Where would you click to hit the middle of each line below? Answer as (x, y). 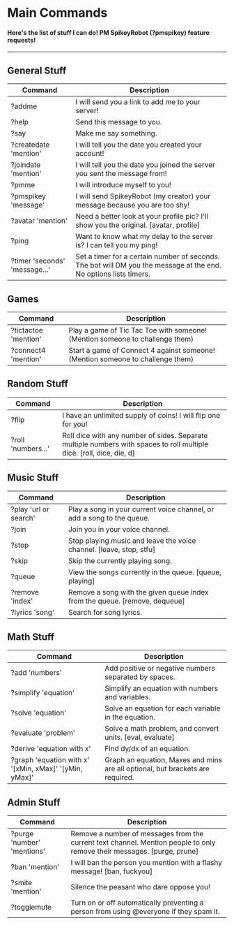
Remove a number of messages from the (137, 834)
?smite (22, 883)
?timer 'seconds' (38, 261)
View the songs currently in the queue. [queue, (145, 572)
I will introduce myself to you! (124, 185)
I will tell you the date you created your (139, 145)
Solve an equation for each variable (162, 708)
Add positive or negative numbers (160, 669)
